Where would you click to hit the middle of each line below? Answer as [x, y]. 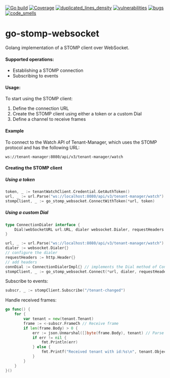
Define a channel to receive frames [49, 119]
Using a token [20, 179]
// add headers [21, 262]
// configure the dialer [31, 253]
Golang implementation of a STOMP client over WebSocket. [67, 48]
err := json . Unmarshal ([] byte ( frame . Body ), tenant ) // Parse [98, 333]
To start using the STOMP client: [39, 99]
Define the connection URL [41, 108]
